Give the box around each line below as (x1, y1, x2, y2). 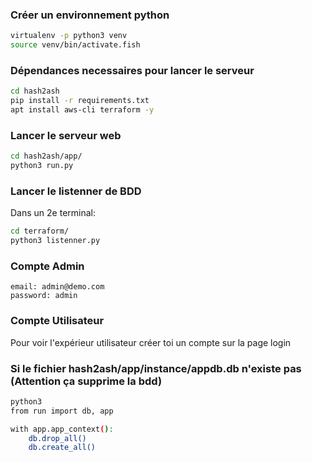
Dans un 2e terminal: (10, 207, 96, 219)
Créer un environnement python (10, 8, 170, 22)
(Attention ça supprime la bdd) (10, 374, 163, 388)
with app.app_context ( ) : (10, 424, 114, 434)
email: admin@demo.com (10, 282, 105, 292)
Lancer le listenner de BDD (10, 184, 142, 198)
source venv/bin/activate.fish (10, 40, 141, 50)
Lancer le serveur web (10, 128, 122, 142)
